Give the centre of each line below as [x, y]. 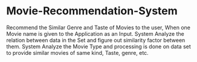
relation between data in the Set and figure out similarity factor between [96, 40]
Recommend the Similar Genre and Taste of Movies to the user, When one [98, 27]
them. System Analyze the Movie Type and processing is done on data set [99, 46]
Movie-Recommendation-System [92, 11]
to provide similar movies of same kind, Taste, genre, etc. [78, 52]
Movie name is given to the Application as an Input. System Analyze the [95, 33]
